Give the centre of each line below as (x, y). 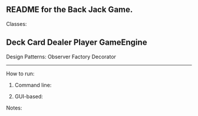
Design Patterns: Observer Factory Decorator (61, 57)
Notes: (14, 108)
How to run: (20, 74)
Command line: (33, 85)
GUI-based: (29, 96)
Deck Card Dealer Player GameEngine (77, 43)
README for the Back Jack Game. (70, 10)
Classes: (16, 24)
